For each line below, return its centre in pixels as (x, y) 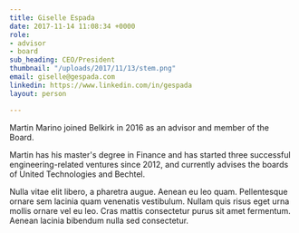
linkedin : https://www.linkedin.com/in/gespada (101, 85)
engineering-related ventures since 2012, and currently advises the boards (149, 164)
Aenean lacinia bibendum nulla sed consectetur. (99, 220)
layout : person (38, 93)
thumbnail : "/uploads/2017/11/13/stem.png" (93, 69)
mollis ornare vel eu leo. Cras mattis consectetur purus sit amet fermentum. (150, 210)
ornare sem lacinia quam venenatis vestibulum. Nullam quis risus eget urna (149, 201)
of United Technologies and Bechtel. (77, 174)
